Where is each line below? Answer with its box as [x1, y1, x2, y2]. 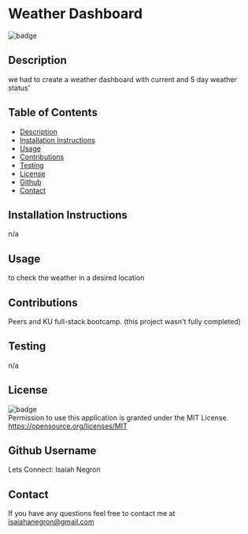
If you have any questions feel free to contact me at [8, 509, 176, 518]
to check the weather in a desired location [8, 273, 145, 282]
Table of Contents [8, 106, 98, 119]
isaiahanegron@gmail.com [8, 517, 94, 527]
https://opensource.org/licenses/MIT [8, 421, 128, 431]
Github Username [8, 444, 97, 457]
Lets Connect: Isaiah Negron [8, 465, 101, 474]
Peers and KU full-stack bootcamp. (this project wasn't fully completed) [8, 317, 242, 326]
